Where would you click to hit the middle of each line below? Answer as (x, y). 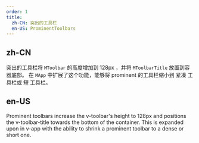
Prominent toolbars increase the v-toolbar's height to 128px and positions (96, 116)
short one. (19, 135)
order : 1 (17, 12)
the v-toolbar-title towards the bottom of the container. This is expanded (95, 122)
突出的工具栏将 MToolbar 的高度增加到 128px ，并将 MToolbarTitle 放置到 (95, 68)
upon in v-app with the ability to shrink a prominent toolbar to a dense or (95, 128)
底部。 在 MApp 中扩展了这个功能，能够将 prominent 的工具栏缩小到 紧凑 (99, 75)
